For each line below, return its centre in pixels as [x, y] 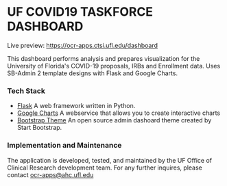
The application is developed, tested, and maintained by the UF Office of [110, 160]
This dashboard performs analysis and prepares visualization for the [104, 58]
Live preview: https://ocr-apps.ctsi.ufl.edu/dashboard [83, 45]
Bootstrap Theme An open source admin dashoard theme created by [114, 120]
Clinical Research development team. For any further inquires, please [105, 168]
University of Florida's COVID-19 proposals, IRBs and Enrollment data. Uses [114, 66]
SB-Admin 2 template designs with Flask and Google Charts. [93, 73]
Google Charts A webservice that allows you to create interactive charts [119, 113]
